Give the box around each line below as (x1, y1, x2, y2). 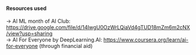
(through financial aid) (39, 43, 93, 50)
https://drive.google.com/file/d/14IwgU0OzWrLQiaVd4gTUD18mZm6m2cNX (6, 24, 190, 31)
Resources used (6, 5, 47, 12)
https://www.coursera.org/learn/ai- (103, 36, 189, 43)
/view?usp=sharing (6, 30, 53, 37)
